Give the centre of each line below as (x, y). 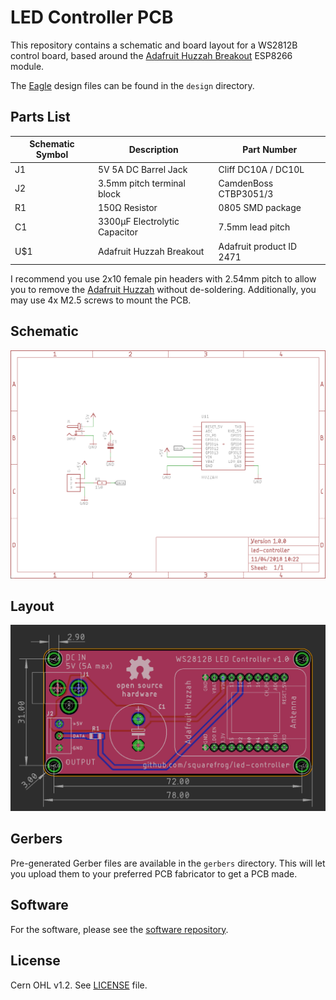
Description (153, 149)
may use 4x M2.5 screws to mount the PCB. (101, 300)
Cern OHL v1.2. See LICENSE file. (79, 985)
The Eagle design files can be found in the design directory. (132, 85)
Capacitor (118, 232)
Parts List (40, 117)
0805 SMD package (260, 207)
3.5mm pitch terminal (141, 183)
